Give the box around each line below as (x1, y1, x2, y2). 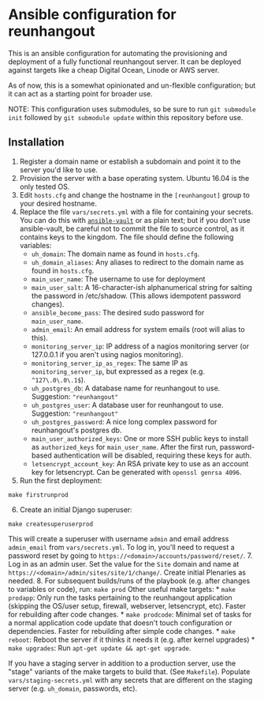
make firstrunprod (8, 491, 69, 499)
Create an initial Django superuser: (19, 504, 132, 514)
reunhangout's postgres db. (31, 425, 122, 435)
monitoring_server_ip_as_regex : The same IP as (31, 358, 188, 367)
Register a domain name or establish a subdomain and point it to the (19, 156, 241, 166)
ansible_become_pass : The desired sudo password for (31, 307, 205, 317)
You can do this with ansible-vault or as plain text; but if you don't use (19, 215, 251, 224)
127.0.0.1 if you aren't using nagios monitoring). (31, 349, 184, 359)
